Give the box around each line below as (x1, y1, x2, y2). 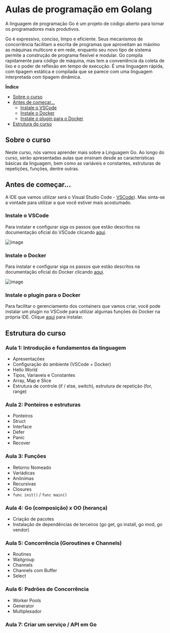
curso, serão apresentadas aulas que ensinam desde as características (5, 154, 155, 161)
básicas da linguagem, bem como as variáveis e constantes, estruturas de (5, 160, 161, 166)
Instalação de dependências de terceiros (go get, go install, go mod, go (12, 522, 163, 528)
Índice (5, 83, 19, 90)
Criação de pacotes (12, 516, 54, 522)
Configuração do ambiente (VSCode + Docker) (12, 361, 111, 368)
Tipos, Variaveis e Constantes (12, 372, 75, 378)
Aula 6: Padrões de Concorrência (5, 585, 89, 593)
